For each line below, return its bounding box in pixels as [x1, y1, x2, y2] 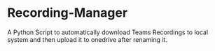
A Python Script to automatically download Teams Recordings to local [7, 28, 209, 36]
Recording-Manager [7, 5, 128, 21]
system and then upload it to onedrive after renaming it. [7, 35, 168, 43]
